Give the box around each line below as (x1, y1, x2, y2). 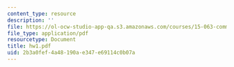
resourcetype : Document (7, 36, 77, 43)
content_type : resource (7, 10, 77, 17)
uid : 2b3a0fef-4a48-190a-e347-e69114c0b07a (7, 50, 136, 57)
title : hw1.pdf (7, 43, 52, 50)
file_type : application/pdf (7, 29, 89, 37)
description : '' (7, 17, 54, 24)
